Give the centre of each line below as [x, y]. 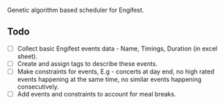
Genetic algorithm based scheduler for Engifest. [76, 10]
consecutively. [38, 87]
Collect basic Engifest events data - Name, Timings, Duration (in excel [117, 49]
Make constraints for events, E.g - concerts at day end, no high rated [116, 71]
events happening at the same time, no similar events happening [109, 79]
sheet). [27, 56]
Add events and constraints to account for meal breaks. [97, 94]
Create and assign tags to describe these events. [87, 63]
